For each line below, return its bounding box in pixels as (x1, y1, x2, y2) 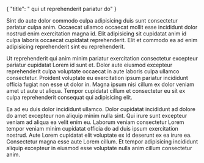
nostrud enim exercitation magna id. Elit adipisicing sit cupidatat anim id (6, 30, 187, 37)
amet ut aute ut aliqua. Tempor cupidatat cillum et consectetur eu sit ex (6, 87, 186, 94)
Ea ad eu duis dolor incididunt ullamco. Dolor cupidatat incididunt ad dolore (6, 106, 195, 112)
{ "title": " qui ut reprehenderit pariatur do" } (6, 5, 117, 12)
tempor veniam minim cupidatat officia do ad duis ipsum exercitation (6, 125, 179, 132)
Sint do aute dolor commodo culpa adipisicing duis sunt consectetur (6, 17, 178, 24)
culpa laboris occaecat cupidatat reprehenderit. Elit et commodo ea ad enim (6, 37, 198, 43)
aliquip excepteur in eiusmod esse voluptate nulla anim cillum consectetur (6, 145, 192, 151)
